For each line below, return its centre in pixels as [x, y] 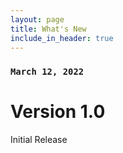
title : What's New [48, 29]
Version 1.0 [58, 112]
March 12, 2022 [47, 72]
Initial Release [39, 140]
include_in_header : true [62, 38]
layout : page [37, 19]
